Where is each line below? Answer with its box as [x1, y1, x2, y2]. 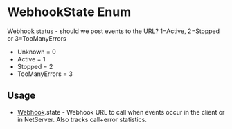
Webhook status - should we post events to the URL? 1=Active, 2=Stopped [7, 27, 220, 35]
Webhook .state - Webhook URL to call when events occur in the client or [17, 108, 225, 116]
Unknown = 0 [17, 48, 57, 56]
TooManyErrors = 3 [17, 70, 73, 78]
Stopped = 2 [17, 62, 53, 70]
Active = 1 [17, 54, 46, 63]
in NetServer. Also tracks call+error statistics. [17, 115, 147, 123]
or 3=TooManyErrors [7, 34, 67, 42]
